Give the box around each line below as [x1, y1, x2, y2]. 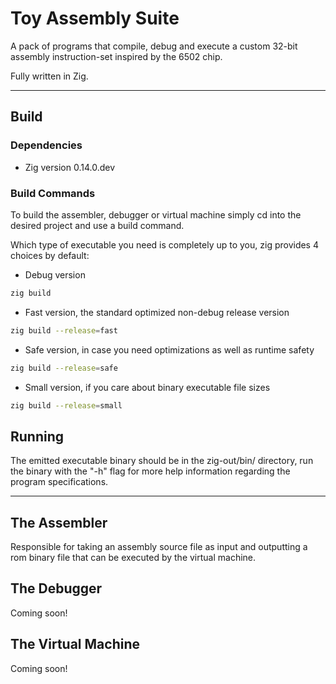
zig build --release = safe [10, 363, 118, 373]
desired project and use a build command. [10, 219, 185, 231]
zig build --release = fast [10, 325, 118, 336]
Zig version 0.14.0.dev [24, 161, 116, 173]
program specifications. [10, 476, 109, 488]
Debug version [24, 268, 86, 281]
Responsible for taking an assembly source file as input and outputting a [10, 541, 308, 553]
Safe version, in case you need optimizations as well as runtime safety [24, 343, 315, 356]
